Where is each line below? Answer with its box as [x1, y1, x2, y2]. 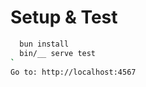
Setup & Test [10, 6, 118, 29]
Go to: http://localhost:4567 [10, 67, 137, 77]
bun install [19, 39, 70, 49]
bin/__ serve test [19, 48, 97, 58]
